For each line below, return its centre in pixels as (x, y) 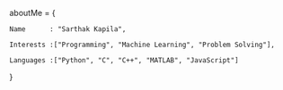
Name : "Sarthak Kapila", (68, 29)
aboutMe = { (32, 13)
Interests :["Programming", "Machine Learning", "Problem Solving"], (142, 45)
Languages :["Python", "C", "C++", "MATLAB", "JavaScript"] (124, 61)
